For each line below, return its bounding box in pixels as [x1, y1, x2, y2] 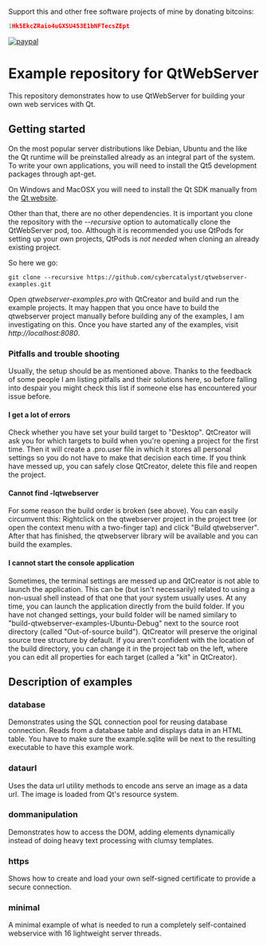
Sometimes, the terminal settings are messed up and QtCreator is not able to [8, 576, 260, 585]
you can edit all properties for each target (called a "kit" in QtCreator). [8, 652, 238, 661]
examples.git [8, 280, 52, 288]
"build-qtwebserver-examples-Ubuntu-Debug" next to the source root [8, 618, 239, 628]
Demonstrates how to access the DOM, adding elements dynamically [8, 827, 235, 837]
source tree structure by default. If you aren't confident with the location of [8, 635, 255, 644]
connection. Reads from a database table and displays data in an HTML [8, 726, 243, 735]
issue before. [8, 391, 52, 401]
